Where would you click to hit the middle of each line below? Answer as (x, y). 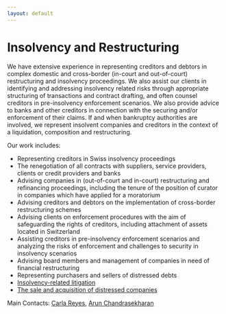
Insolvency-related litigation (56, 282)
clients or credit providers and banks (69, 173)
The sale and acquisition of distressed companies (87, 289)
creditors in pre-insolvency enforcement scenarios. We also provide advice (113, 103)
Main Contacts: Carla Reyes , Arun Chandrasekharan (80, 303)
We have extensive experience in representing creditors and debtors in (107, 67)
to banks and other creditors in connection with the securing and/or (103, 110)
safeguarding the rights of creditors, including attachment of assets (112, 224)
